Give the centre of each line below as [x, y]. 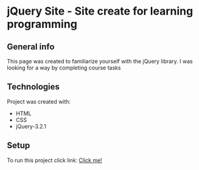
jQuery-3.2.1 [31, 126]
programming [42, 24]
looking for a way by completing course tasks [64, 68]
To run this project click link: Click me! [54, 160]
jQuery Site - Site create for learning [100, 11]
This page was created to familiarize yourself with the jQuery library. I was [100, 61]
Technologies [33, 87]
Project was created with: [39, 101]
